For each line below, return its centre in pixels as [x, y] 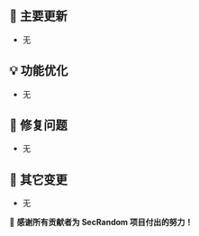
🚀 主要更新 [38, 16]
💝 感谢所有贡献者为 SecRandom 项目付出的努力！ [101, 222]
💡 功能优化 [39, 71]
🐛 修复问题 [38, 126]
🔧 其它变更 [38, 180]
